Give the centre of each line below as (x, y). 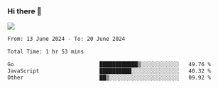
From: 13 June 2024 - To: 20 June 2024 (66, 39)
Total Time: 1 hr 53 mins (45, 52)
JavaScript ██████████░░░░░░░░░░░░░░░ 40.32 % (109, 71)
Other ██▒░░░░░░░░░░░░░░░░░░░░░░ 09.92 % (109, 77)
